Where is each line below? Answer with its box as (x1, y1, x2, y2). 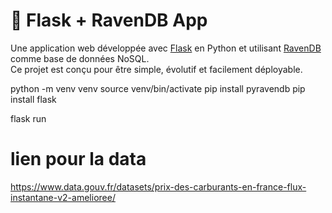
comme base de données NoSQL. (10, 52, 150, 64)
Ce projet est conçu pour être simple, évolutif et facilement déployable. (10, 63, 303, 75)
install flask (10, 93, 57, 105)
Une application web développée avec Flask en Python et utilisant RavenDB (10, 42, 322, 54)
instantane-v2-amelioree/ (10, 191, 116, 203)
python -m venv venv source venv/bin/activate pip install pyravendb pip (10, 82, 306, 94)
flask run (10, 112, 47, 124)
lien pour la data (10, 148, 147, 171)
